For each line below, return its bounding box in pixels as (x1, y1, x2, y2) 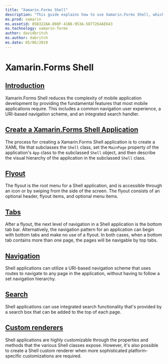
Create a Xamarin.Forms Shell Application (5, 126, 138, 134)
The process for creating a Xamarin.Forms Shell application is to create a (5, 139, 155, 145)
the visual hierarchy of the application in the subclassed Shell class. (5, 155, 146, 161)
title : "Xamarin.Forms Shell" (5, 7, 68, 13)
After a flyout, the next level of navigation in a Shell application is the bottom (5, 221, 162, 227)
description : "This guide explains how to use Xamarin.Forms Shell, (5, 12, 151, 17)
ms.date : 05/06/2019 (5, 40, 48, 45)
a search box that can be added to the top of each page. (5, 309, 121, 315)
